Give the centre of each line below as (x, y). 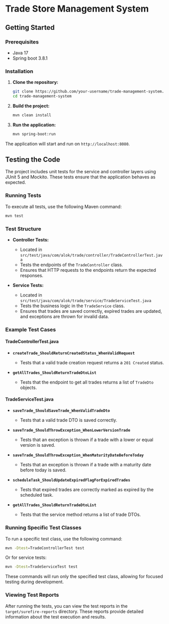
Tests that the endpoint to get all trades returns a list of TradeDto (87, 382)
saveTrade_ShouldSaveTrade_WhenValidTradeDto (61, 411)
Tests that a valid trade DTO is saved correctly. (69, 420)
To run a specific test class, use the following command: (64, 539)
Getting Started (30, 28)
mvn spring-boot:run (34, 134)
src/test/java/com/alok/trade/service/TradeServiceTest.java (86, 301)
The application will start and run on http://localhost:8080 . (68, 143)
